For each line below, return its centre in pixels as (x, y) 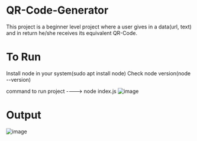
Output (24, 115)
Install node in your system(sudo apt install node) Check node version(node (98, 73)
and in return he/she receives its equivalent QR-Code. (72, 33)
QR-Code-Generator (57, 10)
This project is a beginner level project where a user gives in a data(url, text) (99, 27)
